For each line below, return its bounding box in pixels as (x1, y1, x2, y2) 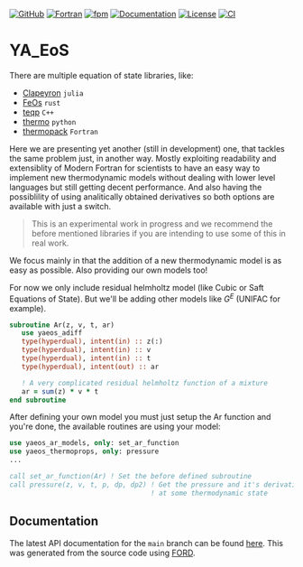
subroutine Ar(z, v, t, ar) (9, 321, 115, 330)
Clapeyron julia (22, 87, 84, 98)
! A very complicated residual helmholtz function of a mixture (21, 378, 269, 387)
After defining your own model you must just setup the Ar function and (9, 412, 271, 423)
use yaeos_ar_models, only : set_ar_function (9, 439, 179, 448)
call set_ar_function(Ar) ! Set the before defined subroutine (9, 472, 252, 481)
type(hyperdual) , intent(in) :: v (21, 346, 151, 355)
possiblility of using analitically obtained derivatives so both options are (9, 191, 275, 202)
